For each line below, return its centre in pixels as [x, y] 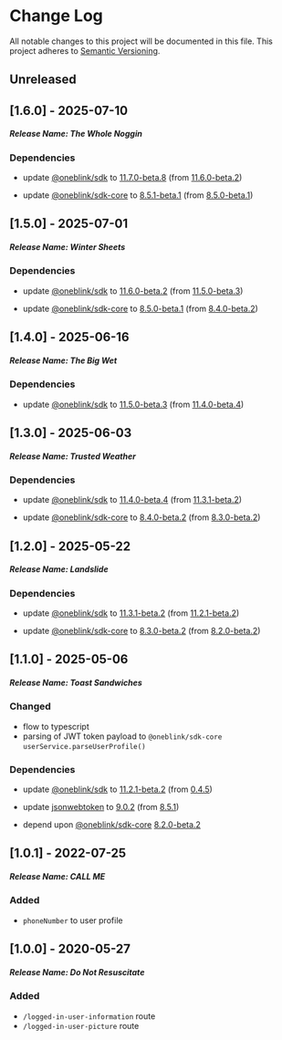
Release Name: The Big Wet [63, 360]
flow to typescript [56, 726]
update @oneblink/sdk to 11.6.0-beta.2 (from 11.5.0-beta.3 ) [133, 291]
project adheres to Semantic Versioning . [85, 50]
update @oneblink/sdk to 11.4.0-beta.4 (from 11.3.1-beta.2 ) [132, 500]
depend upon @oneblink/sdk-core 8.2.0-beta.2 [111, 825]
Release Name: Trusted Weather [73, 456]
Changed [31, 706]
